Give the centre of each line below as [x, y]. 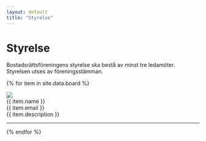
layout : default [27, 12]
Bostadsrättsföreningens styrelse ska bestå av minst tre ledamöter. [91, 65]
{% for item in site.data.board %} [48, 83]
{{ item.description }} [33, 115]
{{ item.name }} [26, 101]
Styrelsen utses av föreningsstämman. [55, 72]
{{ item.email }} [25, 108]
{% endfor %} [24, 132]
